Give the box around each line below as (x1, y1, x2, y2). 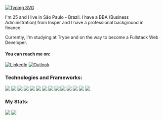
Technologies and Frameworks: (5, 74, 82, 81)
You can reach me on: (5, 51, 51, 57)
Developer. (5, 40, 27, 45)
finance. (5, 25, 22, 31)
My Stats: (5, 98, 29, 105)
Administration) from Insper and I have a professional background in (5, 20, 144, 25)
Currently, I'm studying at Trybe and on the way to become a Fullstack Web (5, 35, 159, 40)
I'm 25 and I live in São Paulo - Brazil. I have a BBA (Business (5, 14, 129, 20)
